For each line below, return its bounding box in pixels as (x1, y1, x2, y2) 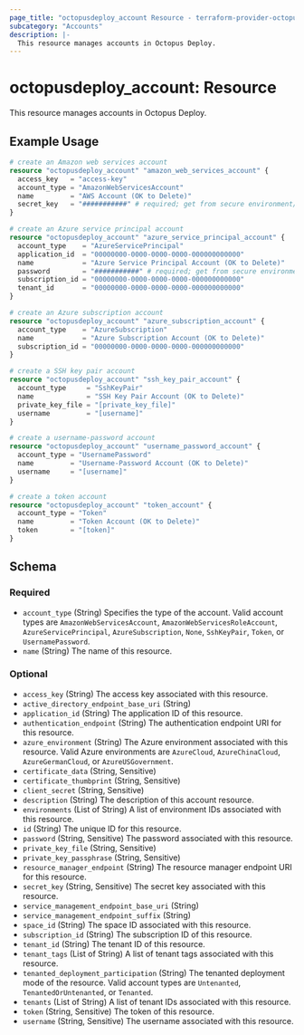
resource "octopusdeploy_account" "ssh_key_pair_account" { (9, 375, 242, 385)
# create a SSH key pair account (9, 367, 136, 376)
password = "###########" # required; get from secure (17, 266, 257, 276)
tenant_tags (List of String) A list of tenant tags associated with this (22, 948, 274, 959)
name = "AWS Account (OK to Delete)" (17, 191, 193, 200)
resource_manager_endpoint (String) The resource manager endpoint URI (22, 861, 292, 872)
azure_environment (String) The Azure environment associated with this (22, 736, 289, 747)
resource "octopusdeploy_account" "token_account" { (9, 500, 213, 510)
